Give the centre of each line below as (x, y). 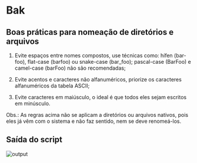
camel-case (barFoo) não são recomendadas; (70, 68)
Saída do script (34, 140)
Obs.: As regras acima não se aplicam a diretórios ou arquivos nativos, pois (97, 115)
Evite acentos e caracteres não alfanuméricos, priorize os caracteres (98, 79)
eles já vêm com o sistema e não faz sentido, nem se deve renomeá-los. (94, 121)
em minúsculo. (32, 103)
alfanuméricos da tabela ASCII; (52, 86)
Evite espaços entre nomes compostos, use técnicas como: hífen (94, 56)
